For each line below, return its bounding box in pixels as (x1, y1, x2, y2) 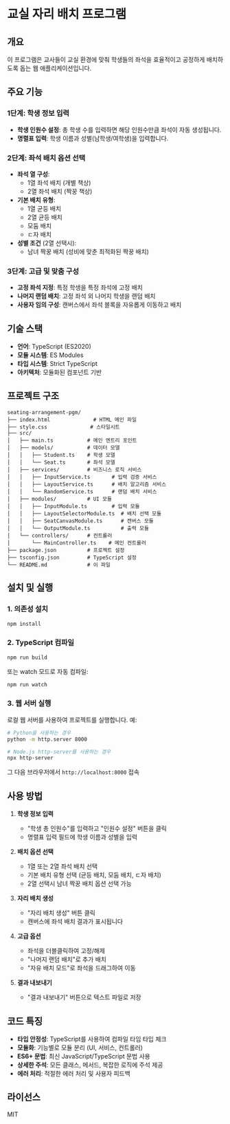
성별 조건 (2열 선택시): (16, 238, 77, 247)
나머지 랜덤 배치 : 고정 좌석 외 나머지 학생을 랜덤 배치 (16, 292, 156, 300)
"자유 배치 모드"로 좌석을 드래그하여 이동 (27, 964, 136, 972)
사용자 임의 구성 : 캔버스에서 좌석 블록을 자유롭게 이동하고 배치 (16, 300, 182, 309)
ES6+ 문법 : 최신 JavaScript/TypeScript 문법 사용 (16, 1052, 151, 1060)
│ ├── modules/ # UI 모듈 (7, 495, 112, 502)
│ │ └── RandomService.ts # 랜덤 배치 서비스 (7, 488, 157, 495)
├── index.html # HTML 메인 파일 (7, 416, 137, 423)
